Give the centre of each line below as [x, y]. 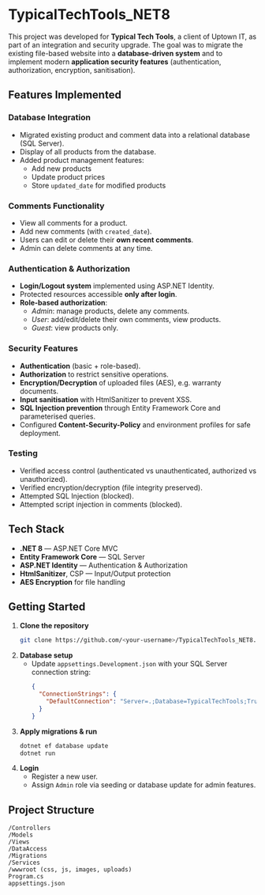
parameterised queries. [58, 416]
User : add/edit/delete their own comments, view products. [126, 320]
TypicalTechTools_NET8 [90, 15]
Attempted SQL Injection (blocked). [77, 495]
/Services [24, 863]
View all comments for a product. [73, 222]
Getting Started [47, 607]
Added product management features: [82, 160]
